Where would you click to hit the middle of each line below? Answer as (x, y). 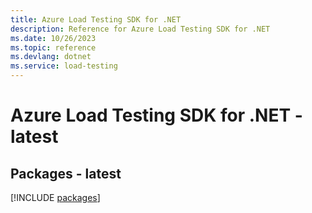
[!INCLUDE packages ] (55, 197)
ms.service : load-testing (64, 66)
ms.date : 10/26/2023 (53, 38)
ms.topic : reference (53, 47)
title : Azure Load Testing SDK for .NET (96, 19)
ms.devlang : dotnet (51, 57)
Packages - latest (66, 173)
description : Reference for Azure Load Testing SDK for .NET (140, 29)
